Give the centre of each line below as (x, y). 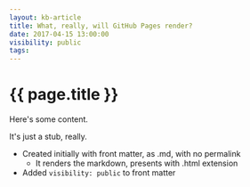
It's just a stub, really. (48, 137)
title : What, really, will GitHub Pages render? (101, 26)
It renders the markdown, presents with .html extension (137, 163)
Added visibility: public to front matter (99, 173)
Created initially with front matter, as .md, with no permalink (131, 154)
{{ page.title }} (64, 95)
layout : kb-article (45, 17)
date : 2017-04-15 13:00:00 (59, 34)
